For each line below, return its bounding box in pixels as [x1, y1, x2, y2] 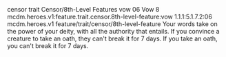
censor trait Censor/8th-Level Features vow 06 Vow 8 [7, 5, 160, 13]
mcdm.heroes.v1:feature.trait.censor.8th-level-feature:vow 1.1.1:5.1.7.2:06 [7, 12, 212, 21]
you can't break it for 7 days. [7, 42, 89, 49]
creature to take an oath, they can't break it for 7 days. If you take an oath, [7, 34, 218, 43]
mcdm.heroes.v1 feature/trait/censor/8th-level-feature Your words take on [7, 20, 218, 28]
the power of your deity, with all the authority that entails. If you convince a [7, 27, 220, 35]
